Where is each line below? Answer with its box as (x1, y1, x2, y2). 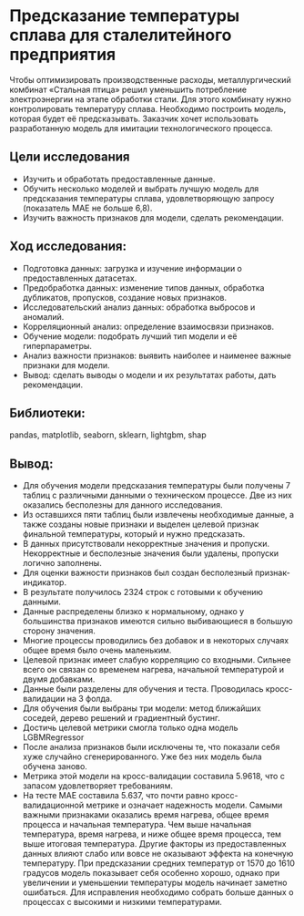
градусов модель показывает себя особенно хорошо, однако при (22, 868, 280, 879)
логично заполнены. (22, 558, 102, 569)
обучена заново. (22, 761, 88, 772)
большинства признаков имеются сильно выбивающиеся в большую (22, 616, 293, 627)
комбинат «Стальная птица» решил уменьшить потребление (9, 84, 248, 95)
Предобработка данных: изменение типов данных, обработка (22, 282, 265, 293)
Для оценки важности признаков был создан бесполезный (22, 567, 253, 579)
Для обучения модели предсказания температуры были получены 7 (22, 480, 291, 491)
